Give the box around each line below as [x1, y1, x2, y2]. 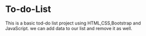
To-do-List [5, 3, 52, 15]
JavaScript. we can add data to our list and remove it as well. [5, 25, 133, 31]
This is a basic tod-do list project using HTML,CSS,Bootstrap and [5, 20, 141, 26]
